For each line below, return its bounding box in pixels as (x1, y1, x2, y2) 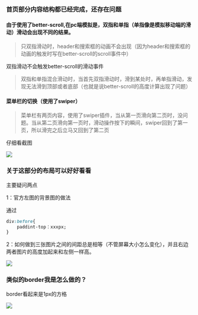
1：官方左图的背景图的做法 (6, 194, 71, 201)
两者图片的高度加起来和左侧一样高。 (6, 248, 95, 256)
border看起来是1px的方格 (6, 290, 67, 297)
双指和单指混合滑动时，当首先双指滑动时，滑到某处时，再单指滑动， (20, 75, 187, 82)
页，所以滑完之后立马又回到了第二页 (20, 126, 110, 134)
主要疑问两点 (6, 181, 37, 188)
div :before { (6, 218, 36, 224)
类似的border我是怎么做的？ (6, 276, 87, 284)
